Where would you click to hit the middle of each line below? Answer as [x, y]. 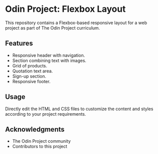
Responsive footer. [31, 81]
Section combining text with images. [49, 61]
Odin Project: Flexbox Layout [65, 9]
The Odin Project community [41, 141]
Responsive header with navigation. [49, 55]
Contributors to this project [40, 147]
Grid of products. [30, 65]
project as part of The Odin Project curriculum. [53, 28]
